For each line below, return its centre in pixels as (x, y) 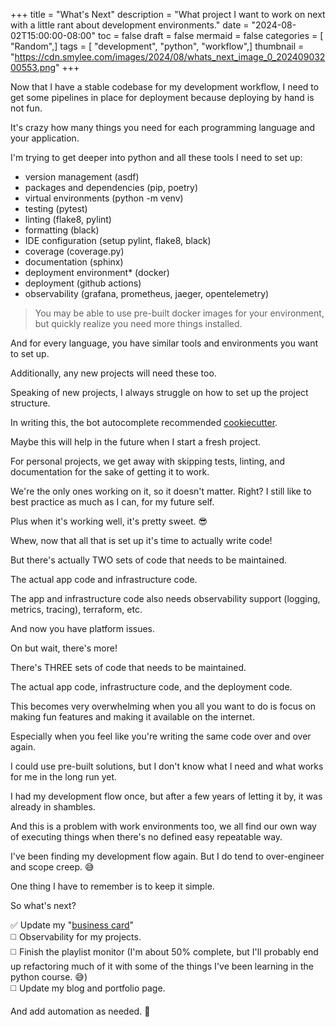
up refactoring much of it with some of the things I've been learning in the (162, 966)
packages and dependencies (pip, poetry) (111, 187)
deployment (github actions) (83, 283)
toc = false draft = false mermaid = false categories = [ (210, 35)
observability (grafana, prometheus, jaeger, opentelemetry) (147, 293)
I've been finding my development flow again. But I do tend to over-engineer (167, 856)
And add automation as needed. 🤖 (80, 1011)
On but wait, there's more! (64, 648)
